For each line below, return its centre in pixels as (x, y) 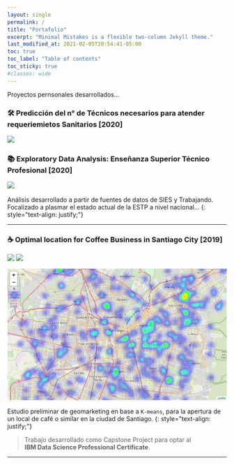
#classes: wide (29, 73)
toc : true (22, 52)
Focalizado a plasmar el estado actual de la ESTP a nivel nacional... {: (107, 207)
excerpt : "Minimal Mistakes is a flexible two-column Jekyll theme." (110, 37)
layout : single (29, 15)
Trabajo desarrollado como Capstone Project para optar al (108, 440)
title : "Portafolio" (37, 29)
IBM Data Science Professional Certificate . (87, 448)
